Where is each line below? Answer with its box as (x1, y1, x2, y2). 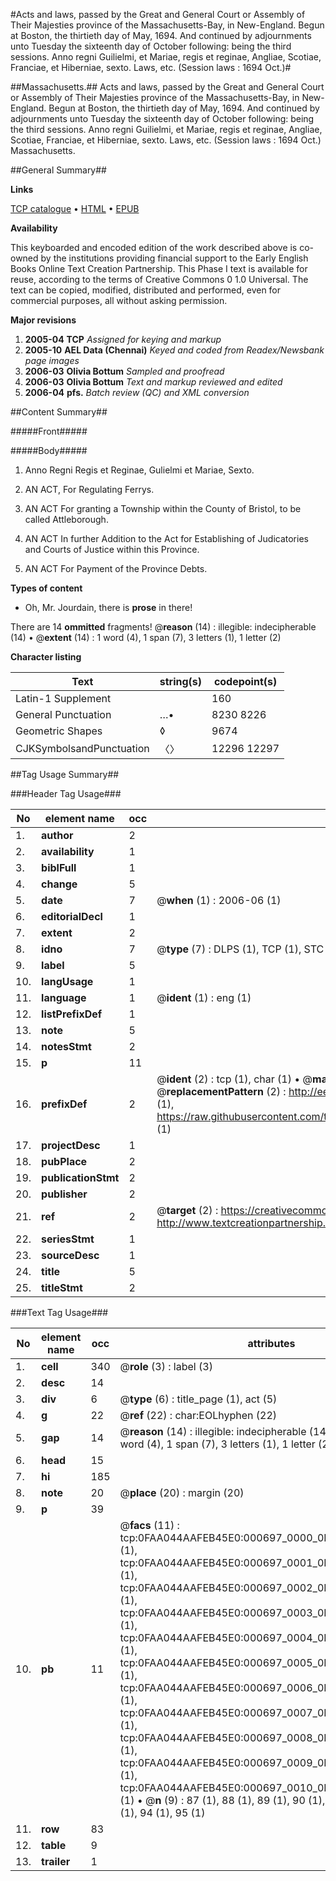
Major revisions (10, 314, 77, 326)
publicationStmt (41, 1171, 120, 1184)
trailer (41, 1855, 71, 1868)
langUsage (41, 975, 94, 988)
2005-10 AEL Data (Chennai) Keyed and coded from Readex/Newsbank (24, 344, 325, 356)
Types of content (10, 582, 83, 594)
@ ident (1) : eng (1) (156, 991, 252, 1004)
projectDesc (41, 1139, 101, 1152)
